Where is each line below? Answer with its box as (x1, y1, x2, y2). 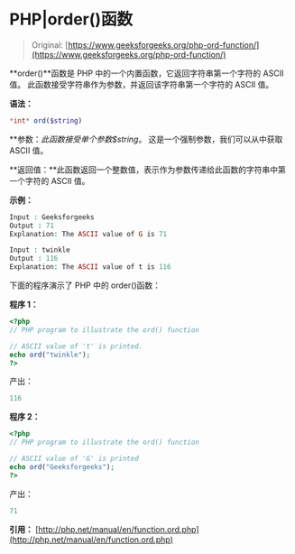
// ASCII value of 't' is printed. (9, 341, 143, 351)
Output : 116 (9, 254, 59, 263)
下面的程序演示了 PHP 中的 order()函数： (9, 280, 161, 291)
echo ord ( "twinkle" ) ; (9, 350, 91, 359)
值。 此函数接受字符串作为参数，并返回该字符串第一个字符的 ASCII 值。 (9, 78, 274, 89)
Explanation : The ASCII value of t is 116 (9, 263, 171, 272)
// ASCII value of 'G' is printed (9, 454, 140, 464)
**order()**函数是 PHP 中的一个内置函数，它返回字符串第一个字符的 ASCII (9, 68, 284, 78)
